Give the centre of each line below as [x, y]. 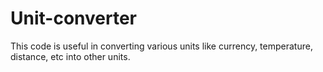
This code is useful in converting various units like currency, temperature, [161, 46]
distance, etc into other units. [70, 56]
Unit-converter [73, 18]
